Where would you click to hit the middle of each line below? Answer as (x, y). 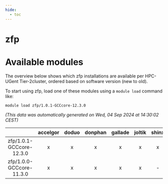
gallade (120, 132)
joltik (140, 132)
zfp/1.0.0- (20, 161)
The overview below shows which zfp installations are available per (74, 76)
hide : (11, 10)
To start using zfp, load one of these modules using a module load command (84, 91)
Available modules (44, 62)
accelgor (48, 132)
